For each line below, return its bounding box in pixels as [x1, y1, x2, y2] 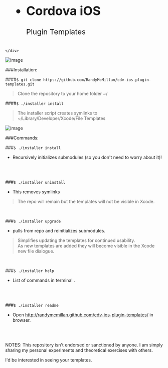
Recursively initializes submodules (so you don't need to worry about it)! [12, 154, 162, 161]
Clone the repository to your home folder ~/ [17, 91, 108, 97]
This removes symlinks [12, 189, 60, 195]
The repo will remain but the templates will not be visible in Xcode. [17, 199, 155, 205]
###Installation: [5, 67, 38, 73]
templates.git [5, 82, 35, 87]
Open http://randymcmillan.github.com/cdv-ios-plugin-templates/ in [12, 312, 154, 318]
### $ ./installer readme [5, 302, 59, 308]
